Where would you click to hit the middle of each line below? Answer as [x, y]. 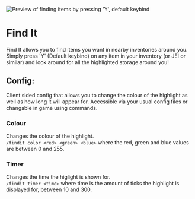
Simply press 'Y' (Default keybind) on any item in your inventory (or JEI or [96, 56]
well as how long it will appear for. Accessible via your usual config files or [97, 102]
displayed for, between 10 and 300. [49, 189]
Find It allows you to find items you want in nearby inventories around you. [97, 49]
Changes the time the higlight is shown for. [58, 177]
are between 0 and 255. [35, 149]
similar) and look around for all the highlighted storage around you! [87, 62]
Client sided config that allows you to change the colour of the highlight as [97, 95]
